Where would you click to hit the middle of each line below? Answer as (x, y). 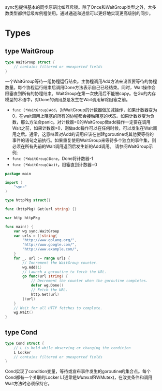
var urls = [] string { (35, 236)
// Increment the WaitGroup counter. (60, 263)
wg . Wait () (24, 313)
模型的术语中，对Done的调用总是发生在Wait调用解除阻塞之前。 (68, 99)
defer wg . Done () (47, 285)
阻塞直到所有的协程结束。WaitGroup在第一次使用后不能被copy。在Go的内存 (81, 93)
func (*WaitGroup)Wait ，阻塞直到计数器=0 (55, 164)
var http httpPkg (22, 218)
